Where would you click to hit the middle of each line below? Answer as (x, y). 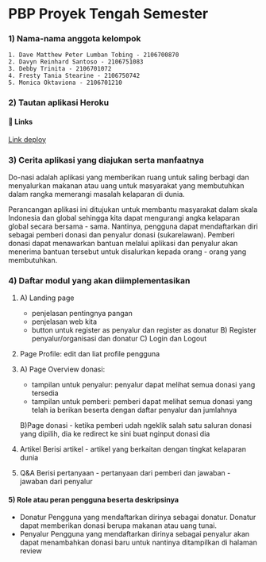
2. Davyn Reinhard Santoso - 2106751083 (76, 62)
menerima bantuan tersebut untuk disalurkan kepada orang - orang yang (127, 252)
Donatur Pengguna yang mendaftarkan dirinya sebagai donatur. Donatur (138, 518)
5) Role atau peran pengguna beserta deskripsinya (94, 499)
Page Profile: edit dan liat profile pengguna (90, 354)
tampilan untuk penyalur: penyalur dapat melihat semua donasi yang (143, 385)
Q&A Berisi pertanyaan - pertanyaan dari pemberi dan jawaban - (125, 473)
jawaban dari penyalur (56, 482)
